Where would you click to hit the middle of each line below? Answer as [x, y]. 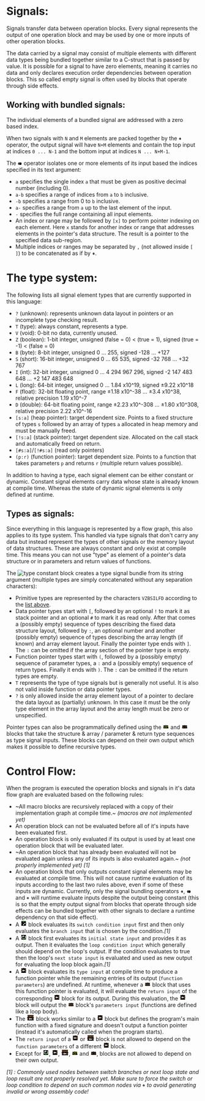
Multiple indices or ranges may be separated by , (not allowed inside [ [104, 246]
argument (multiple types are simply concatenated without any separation [99, 579]
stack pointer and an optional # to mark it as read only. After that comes [105, 617]
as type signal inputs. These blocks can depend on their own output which [100, 740]
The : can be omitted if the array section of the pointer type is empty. [103, 650]
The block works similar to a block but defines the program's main [107, 1019]
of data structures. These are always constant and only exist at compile [96, 548]
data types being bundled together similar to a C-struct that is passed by [98, 59]
